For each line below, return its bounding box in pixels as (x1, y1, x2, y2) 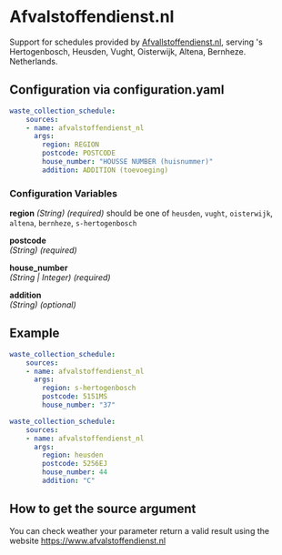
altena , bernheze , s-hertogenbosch (9, 217, 137, 228)
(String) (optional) (9, 299, 77, 310)
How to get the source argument (9, 501, 196, 517)
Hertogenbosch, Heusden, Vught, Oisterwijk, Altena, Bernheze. (9, 45, 247, 56)
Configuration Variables (9, 187, 118, 199)
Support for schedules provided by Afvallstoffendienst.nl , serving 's (9, 36, 264, 47)
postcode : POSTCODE (42, 148, 116, 158)
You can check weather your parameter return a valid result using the (9, 525, 270, 536)
